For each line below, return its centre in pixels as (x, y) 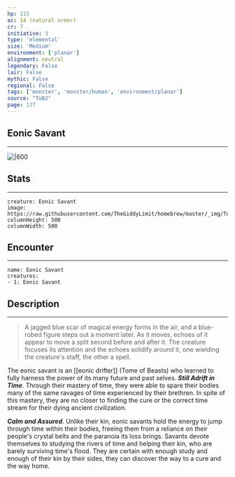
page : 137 (22, 105)
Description (33, 304)
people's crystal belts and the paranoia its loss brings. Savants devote (108, 436)
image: (17, 207)
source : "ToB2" (29, 99)
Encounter (30, 247)
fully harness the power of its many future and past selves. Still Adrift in (111, 378)
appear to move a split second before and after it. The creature (115, 342)
